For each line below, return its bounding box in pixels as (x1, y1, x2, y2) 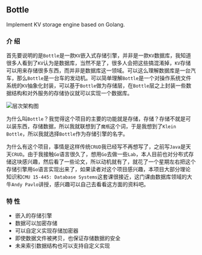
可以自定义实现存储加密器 (14, 227, 79, 235)
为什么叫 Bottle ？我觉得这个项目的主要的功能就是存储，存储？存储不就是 (6, 115, 186, 122)
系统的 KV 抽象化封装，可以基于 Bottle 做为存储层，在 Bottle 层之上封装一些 (6, 82, 186, 89)
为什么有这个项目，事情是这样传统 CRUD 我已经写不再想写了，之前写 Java (6, 143, 181, 150)
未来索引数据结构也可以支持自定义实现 (14, 242, 110, 250)
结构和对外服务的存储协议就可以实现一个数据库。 (11, 90, 133, 97)
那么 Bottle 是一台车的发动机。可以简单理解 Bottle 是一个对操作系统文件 (16, 75, 191, 82)
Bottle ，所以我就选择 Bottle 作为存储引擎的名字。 (6, 130, 128, 137)
